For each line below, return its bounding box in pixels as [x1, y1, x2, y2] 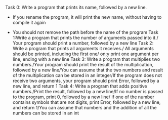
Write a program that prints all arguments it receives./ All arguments [12, 46, 154, 51]
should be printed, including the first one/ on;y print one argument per [12, 51, 159, 57]
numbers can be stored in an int [12, 110, 79, 116]
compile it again [12, 20, 46, 25]
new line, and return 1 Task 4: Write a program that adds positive [12, 83, 147, 89]
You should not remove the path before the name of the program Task [12, 29, 158, 35]
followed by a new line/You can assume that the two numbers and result [12, 67, 163, 73]
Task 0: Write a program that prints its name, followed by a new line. [5, 5, 147, 10]
